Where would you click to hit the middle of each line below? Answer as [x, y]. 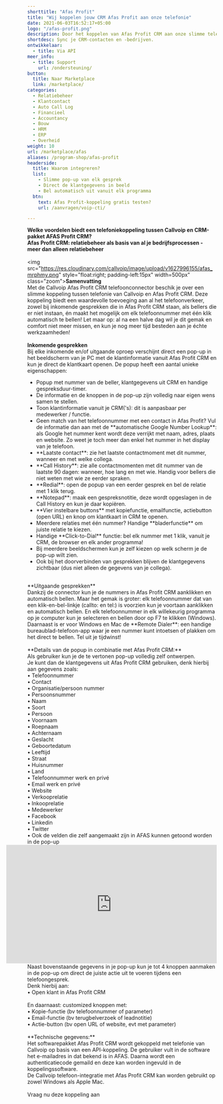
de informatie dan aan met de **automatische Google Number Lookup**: [126, 427]
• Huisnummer [45, 765]
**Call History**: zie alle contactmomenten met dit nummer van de [119, 466]
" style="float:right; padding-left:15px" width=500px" [124, 275]
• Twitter [38, 829]
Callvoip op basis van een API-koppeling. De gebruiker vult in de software [119, 1050]
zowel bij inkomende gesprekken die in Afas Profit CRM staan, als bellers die [122, 307]
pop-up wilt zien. [57, 555]
